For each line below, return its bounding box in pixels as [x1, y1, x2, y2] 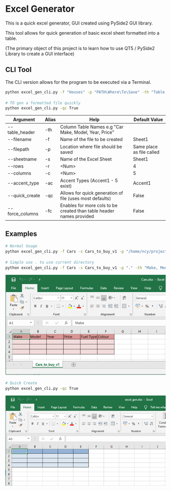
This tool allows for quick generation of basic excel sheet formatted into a [5, 30, 160, 36]
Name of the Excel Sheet [60, 156, 112, 162]
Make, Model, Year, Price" [60, 129, 115, 135]
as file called [133, 149, 160, 155]
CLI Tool [5, 65, 32, 74]
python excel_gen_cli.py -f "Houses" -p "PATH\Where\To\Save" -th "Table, [5, 89, 167, 95]
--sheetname [7, 156, 37, 162]
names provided [60, 213, 94, 219]
